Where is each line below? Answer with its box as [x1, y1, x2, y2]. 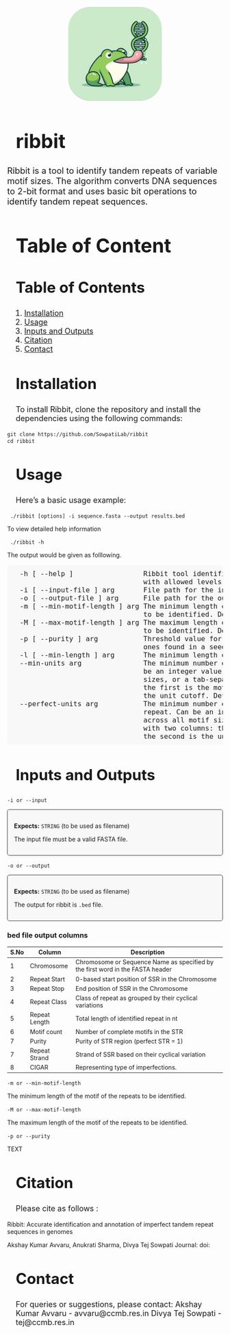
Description [130, 948, 165, 957]
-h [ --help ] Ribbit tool [19, 569, 190, 579]
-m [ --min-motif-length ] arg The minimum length [19, 602, 218, 611]
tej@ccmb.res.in [16, 1317, 75, 1327]
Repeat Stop [29, 984, 65, 992]
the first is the [143, 683, 210, 692]
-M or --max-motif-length [7, 1106, 81, 1113]
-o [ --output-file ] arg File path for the [19, 594, 214, 603]
